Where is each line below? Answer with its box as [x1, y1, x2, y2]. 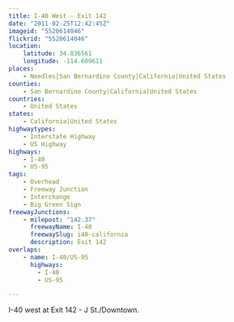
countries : [8, 95, 45, 103]
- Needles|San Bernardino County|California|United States [23, 72, 227, 80]
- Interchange [23, 192, 70, 201]
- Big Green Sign [23, 200, 82, 208]
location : [8, 42, 42, 50]
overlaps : [8, 246, 42, 254]
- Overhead [23, 178, 60, 187]
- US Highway [23, 140, 67, 148]
